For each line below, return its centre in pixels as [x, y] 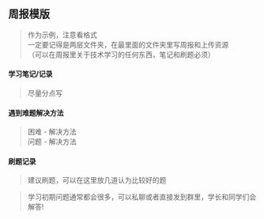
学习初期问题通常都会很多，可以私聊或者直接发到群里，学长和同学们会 [142, 197]
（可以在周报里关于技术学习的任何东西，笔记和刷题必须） [121, 55]
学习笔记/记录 [30, 74]
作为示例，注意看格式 [62, 35]
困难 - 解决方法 [52, 132]
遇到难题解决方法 [36, 112]
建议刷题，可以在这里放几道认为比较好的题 [97, 180]
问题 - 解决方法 [52, 142]
